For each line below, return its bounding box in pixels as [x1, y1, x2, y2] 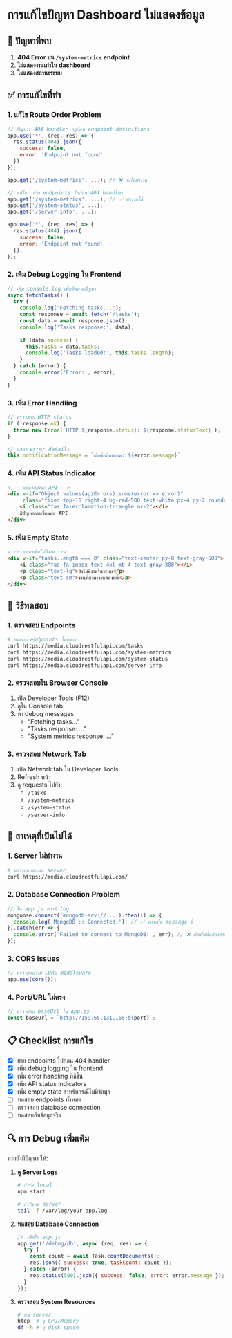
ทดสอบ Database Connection [17, 1220, 99, 1228]
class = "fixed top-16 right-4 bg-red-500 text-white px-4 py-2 [22, 497, 206, 504]
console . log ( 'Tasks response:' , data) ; [19, 324, 135, 331]
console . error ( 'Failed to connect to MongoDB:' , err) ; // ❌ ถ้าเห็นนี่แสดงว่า [13, 931, 224, 938]
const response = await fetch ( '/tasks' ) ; [19, 311, 140, 318]
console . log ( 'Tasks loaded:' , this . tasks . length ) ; [25, 349, 175, 356]
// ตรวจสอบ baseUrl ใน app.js [7, 1008, 90, 1015]
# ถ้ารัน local [17, 1182, 53, 1189]
